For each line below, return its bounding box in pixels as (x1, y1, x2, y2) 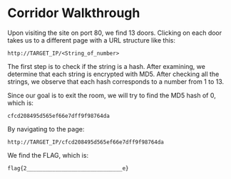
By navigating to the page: (7, 124, 85, 133)
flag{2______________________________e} (7, 165, 130, 172)
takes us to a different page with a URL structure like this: (7, 36, 176, 44)
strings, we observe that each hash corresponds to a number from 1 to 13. (7, 77, 225, 86)
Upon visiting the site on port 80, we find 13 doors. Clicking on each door (7, 28, 222, 37)
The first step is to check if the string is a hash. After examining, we (7, 62, 205, 70)
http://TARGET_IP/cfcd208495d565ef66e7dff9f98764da (7, 139, 164, 146)
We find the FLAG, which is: (7, 151, 89, 159)
